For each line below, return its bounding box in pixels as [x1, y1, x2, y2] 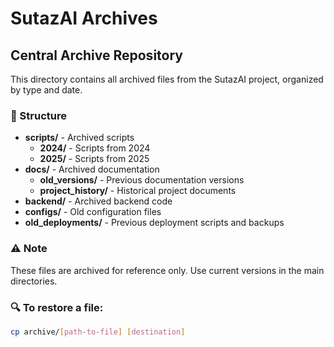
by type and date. [10, 84, 83, 96]
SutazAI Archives [10, 7, 158, 30]
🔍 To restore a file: [10, 300, 104, 314]
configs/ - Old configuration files [24, 206, 162, 218]
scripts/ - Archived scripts [24, 132, 135, 144]
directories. [10, 275, 58, 287]
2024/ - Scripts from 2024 [39, 142, 151, 154]
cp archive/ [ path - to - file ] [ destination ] [10, 327, 186, 337]
